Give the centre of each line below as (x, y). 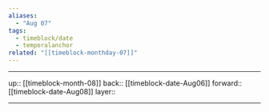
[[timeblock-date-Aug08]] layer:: (62, 92)
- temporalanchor (44, 46)
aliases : (23, 16)
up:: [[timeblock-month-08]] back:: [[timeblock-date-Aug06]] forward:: (125, 83)
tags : (17, 30)
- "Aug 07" (34, 23)
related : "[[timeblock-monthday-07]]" (73, 53)
